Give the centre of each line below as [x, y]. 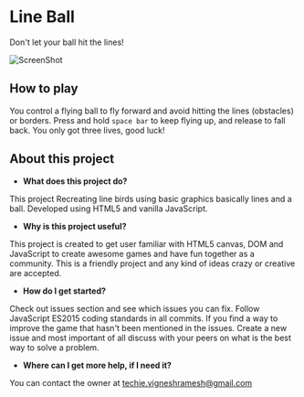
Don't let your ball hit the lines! [67, 42]
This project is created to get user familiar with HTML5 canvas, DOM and [147, 243]
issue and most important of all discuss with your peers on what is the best [151, 338]
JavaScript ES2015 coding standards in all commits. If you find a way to [144, 318]
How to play [44, 89]
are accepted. [36, 273]
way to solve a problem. [54, 347]
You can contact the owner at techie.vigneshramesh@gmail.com [131, 382]
